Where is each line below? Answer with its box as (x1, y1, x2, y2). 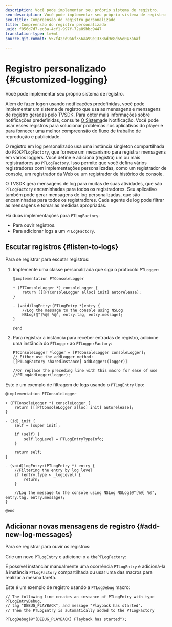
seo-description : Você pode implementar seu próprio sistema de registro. (5, 12, 168, 17)
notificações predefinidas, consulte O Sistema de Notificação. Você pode (5, 117, 159, 123)
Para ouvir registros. (12, 222, 56, 229)
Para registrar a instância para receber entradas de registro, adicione (12, 334, 159, 340)
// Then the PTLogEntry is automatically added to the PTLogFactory (5, 608, 155, 613)
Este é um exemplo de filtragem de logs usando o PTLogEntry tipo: (5, 381, 145, 388)
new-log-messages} (5, 530, 73, 539)
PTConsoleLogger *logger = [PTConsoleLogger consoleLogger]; (12, 350, 146, 355)
